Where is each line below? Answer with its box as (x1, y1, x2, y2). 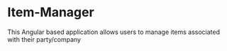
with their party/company (7, 35, 82, 43)
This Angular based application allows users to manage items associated (7, 28, 221, 36)
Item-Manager (7, 4, 94, 21)
